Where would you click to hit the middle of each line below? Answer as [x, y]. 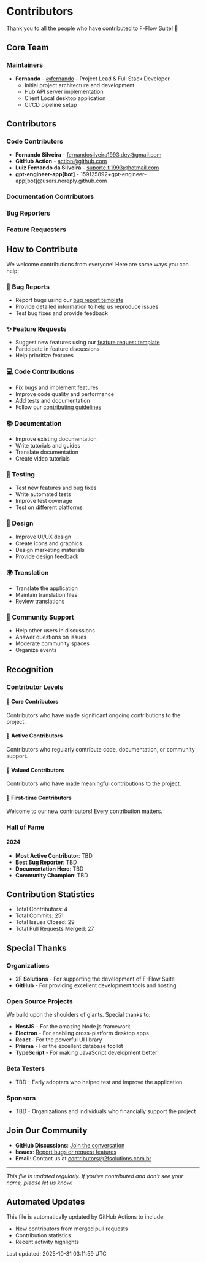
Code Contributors [35, 141]
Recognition [30, 670]
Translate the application [47, 588]
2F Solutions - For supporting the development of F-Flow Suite [95, 979]
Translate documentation [47, 452]
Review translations [40, 601]
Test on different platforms [49, 507]
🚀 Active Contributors [35, 736]
